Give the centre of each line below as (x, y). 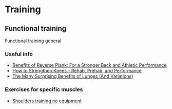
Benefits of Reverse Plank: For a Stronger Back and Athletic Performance (89, 65)
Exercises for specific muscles (44, 89)
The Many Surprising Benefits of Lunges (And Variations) (73, 76)
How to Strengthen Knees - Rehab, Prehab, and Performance (77, 71)
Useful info (19, 54)
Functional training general (33, 41)
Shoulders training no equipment (47, 101)
